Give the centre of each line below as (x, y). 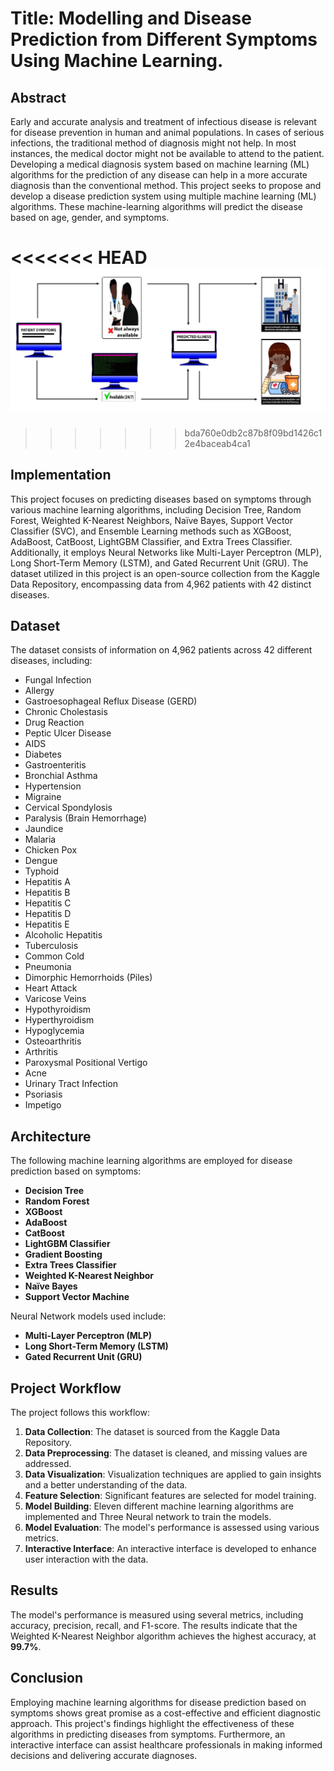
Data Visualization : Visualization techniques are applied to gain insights (173, 1474)
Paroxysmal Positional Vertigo (86, 1063)
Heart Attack (51, 988)
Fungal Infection (58, 680)
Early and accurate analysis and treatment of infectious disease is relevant (163, 121)
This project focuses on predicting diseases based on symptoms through (161, 499)
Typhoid (42, 871)
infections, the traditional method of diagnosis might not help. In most (153, 143)
